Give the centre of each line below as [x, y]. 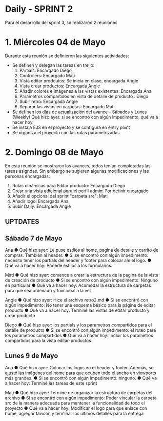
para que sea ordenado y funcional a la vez [49, 291]
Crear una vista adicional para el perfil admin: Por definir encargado [80, 191]
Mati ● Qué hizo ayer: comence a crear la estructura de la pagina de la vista [82, 275]
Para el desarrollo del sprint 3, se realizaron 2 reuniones [61, 22]
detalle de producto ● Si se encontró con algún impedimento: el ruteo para [81, 330]
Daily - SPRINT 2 [39, 9]
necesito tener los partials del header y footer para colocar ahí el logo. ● [78, 261]
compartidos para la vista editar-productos [48, 341]
